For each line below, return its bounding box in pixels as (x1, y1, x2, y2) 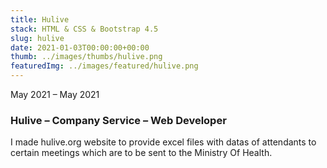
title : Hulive (10, 14, 70, 25)
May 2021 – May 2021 (10, 89, 100, 100)
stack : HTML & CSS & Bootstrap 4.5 (10, 24, 159, 34)
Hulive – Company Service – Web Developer (10, 113, 227, 127)
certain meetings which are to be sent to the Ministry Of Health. (10, 147, 273, 159)
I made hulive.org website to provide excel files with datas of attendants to (10, 136, 317, 148)
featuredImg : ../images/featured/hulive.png (10, 61, 199, 71)
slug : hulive (10, 33, 65, 43)
